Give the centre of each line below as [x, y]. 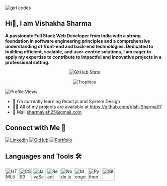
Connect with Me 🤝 [36, 128]
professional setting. [27, 62]
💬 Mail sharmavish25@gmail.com [47, 112]
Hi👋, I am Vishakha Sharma [48, 23]
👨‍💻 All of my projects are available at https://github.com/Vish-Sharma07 [87, 107]
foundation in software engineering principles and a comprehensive [78, 41]
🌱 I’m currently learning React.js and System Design [66, 101]
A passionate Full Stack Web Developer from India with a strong [73, 36]
